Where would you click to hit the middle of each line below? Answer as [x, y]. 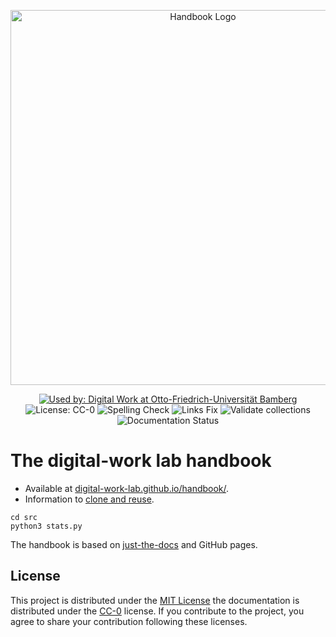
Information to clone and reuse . [89, 499]
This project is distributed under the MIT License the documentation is [155, 600]
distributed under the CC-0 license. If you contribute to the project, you [157, 611]
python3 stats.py [46, 526]
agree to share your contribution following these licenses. [129, 621]
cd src [24, 517]
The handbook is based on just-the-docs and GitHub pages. [134, 544]
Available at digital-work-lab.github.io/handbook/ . [127, 488]
